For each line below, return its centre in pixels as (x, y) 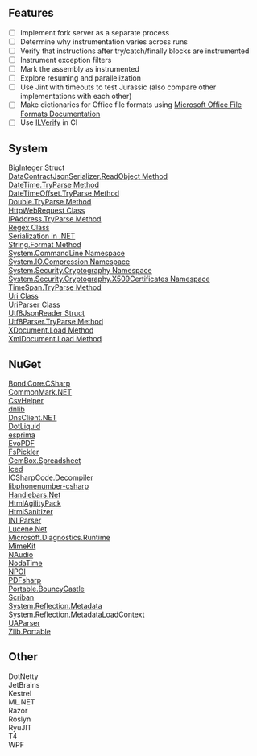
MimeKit (22, 546)
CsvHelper (26, 401)
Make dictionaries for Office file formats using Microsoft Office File (131, 105)
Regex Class (29, 228)
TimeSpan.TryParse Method (55, 287)
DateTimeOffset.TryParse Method (64, 193)
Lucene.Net (28, 529)
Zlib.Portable (29, 632)
